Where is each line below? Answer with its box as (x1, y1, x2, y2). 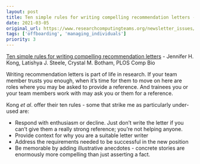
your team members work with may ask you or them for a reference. (6, 90, 174, 97)
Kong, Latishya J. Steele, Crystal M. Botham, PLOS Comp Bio (6, 59, 156, 66)
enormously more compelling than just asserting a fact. (14, 151, 151, 158)
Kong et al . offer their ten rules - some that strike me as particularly (6, 101, 171, 108)
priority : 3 (6, 36, 36, 42)
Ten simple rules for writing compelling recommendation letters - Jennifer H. (6, 53, 194, 60)
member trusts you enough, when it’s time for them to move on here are (6, 77, 183, 84)
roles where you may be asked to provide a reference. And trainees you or (6, 83, 189, 90)
